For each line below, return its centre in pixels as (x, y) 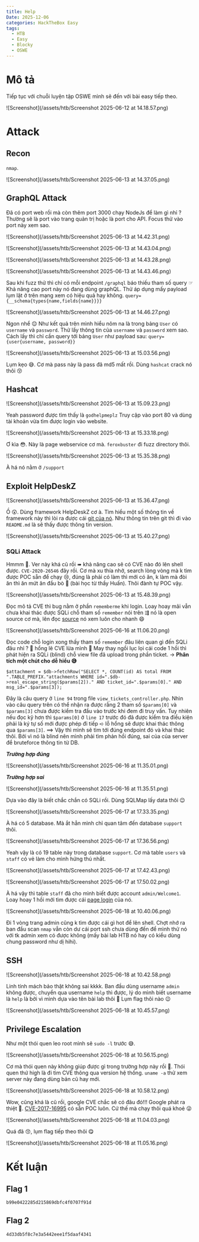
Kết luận (27, 1167)
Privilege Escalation (44, 1029)
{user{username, (26, 342)
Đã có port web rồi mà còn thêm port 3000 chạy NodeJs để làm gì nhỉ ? (94, 212)
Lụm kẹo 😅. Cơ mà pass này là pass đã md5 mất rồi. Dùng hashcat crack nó (99, 364)
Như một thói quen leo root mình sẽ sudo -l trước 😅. (71, 1044)
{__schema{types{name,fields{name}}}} (54, 301)
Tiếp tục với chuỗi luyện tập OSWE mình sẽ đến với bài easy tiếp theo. (92, 96)
